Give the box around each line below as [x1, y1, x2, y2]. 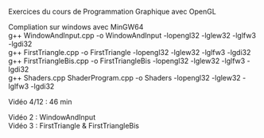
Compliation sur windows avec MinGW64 [8, 22, 144, 31]
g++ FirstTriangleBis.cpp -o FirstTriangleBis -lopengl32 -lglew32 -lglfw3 [8, 56, 246, 65]
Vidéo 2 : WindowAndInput [8, 112, 96, 122]
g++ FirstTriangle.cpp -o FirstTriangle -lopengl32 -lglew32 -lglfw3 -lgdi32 [8, 48, 251, 57]
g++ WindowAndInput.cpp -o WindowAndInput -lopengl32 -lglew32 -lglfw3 [8, 31, 257, 40]
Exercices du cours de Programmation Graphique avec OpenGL [8, 7, 216, 16]
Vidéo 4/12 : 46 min [8, 97, 72, 106]
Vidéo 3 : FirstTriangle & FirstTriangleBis [8, 121, 139, 130]
